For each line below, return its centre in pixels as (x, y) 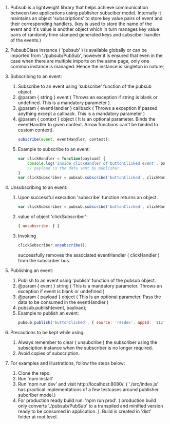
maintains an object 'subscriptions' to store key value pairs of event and (86, 18)
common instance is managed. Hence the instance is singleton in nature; (87, 66)
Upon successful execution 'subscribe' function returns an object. (88, 198)
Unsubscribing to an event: (39, 187)
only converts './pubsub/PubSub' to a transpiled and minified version (90, 406)
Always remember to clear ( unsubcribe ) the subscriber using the (88, 342)
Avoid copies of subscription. (49, 353)
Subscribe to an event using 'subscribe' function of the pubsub (85, 86)
